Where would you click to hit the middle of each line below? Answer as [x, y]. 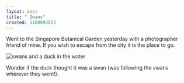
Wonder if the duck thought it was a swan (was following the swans [87, 68]
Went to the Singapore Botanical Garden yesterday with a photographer [92, 39]
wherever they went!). [32, 74]
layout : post [22, 11]
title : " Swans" [26, 17]
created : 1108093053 [31, 22]
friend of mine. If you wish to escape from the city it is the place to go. [91, 45]
